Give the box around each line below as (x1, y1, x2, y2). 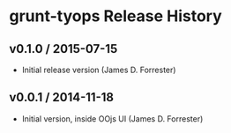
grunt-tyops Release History (9, 6, 222, 26)
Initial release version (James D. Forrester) (21, 64, 176, 75)
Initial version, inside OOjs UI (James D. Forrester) (21, 113, 204, 124)
